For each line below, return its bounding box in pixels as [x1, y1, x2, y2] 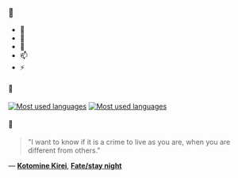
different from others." [27, 146, 101, 155]
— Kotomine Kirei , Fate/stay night [8, 161, 122, 170]
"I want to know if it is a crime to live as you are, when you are [27, 137, 231, 146]
